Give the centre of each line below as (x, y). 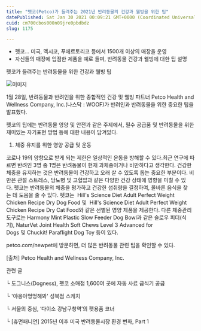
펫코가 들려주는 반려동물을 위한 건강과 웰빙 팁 (59, 72)
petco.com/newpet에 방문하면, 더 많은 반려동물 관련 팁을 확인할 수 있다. (91, 245)
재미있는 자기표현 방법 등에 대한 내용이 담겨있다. (62, 132)
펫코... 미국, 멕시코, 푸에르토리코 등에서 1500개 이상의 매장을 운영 (91, 51)
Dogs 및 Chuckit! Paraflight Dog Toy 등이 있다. (62, 233)
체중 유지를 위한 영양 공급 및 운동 (53, 145)
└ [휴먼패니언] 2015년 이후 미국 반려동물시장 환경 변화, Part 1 (78, 321)
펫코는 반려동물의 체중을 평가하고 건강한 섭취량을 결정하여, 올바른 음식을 (98, 188)
